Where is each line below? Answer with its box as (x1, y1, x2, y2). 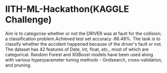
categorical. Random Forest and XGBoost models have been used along (5, 51, 153, 58)
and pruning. (5, 62, 31, 68)
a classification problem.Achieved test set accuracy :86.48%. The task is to (5, 36, 161, 42)
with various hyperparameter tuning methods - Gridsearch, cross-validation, (5, 57, 162, 63)
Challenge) (5, 14, 52, 25)
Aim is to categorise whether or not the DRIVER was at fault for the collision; (5, 30, 162, 36)
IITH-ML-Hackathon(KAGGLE (5, 3, 129, 15)
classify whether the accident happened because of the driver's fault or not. (5, 41, 162, 47)
